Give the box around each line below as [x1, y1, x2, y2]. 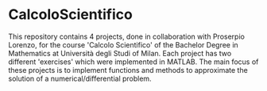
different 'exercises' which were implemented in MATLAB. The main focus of [8, 57, 259, 66]
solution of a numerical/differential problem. [8, 74, 153, 83]
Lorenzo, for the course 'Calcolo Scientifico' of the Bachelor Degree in [8, 40, 238, 49]
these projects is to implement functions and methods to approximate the [8, 65, 248, 74]
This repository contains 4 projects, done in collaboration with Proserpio [8, 32, 245, 41]
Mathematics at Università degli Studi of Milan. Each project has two [8, 48, 232, 58]
